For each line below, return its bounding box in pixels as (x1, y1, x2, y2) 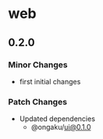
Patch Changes (8, 96, 68, 107)
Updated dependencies (19, 114, 96, 123)
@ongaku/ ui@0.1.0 (30, 123, 91, 132)
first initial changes (19, 77, 81, 86)
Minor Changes (8, 59, 68, 70)
